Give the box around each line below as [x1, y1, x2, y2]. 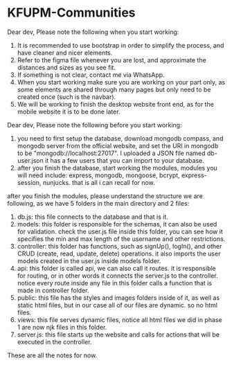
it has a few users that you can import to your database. [44, 156, 204, 164]
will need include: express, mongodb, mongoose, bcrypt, [17, 171, 180, 179]
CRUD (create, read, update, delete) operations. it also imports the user [17, 249, 221, 258]
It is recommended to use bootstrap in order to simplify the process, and [17, 41, 224, 49]
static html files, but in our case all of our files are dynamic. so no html [17, 301, 218, 309]
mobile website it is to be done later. [17, 107, 121, 116]
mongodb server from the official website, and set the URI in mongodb [17, 141, 219, 150]
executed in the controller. [17, 337, 92, 346]
